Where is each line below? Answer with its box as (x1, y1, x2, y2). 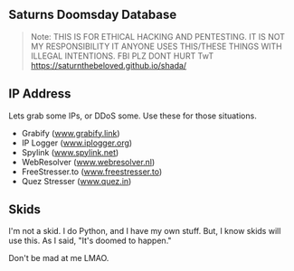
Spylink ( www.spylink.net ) (21, 146, 119, 157)
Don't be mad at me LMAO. (8, 253, 109, 264)
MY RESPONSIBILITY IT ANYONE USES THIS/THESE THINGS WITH (30, 41, 282, 51)
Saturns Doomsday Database (8, 7, 177, 23)
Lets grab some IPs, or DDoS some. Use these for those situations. (8, 110, 257, 121)
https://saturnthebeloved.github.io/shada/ (30, 60, 187, 70)
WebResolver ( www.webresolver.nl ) (21, 156, 156, 167)
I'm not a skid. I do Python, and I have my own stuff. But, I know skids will (8, 226, 281, 237)
